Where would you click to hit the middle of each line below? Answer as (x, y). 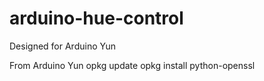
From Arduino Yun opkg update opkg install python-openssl (132, 65)
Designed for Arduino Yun (62, 46)
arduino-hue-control (96, 18)
